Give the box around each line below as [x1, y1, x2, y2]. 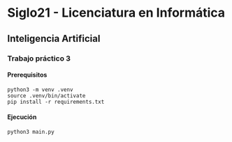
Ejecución [7, 113, 37, 121]
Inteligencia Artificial [7, 33, 101, 45]
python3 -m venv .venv [7, 86, 73, 93]
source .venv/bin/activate [7, 92, 86, 99]
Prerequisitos [7, 71, 48, 79]
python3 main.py [7, 128, 55, 135]
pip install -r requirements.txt [7, 98, 105, 105]
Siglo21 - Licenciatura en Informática [7, 5, 226, 21]
